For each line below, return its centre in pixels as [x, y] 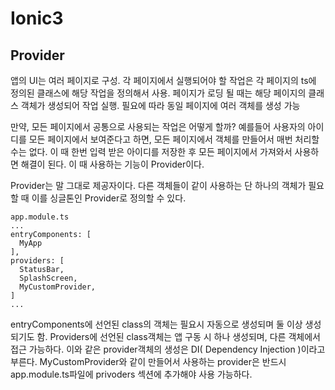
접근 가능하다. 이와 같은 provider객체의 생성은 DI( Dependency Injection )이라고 [168, 349]
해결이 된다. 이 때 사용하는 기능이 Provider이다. [112, 164]
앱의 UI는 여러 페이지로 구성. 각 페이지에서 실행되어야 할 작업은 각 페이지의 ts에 [163, 80]
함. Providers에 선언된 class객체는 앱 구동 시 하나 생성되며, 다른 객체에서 [178, 336]
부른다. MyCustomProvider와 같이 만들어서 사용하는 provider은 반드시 [148, 361]
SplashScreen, [48, 278]
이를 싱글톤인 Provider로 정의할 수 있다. [109, 198]
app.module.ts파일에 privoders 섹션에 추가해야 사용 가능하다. [131, 374]
